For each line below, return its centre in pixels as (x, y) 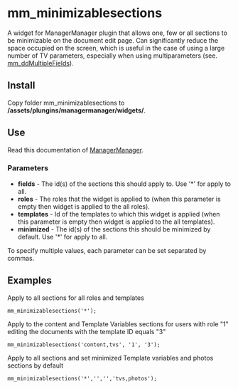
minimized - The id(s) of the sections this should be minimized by (114, 229)
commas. (21, 258)
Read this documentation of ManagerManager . (76, 150)
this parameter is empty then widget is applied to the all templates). (116, 222)
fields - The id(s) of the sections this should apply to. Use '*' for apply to (124, 184)
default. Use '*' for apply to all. (63, 237)
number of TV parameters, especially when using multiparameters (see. (113, 56)
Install (21, 86)
